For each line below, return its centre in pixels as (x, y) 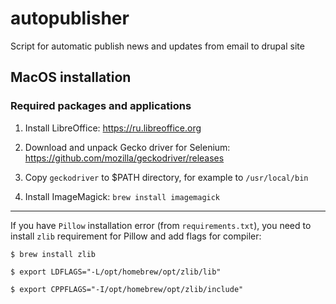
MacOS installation (71, 77)
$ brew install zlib (53, 254)
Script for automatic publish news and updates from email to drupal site (157, 46)
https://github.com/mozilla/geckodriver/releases (124, 158)
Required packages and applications (101, 106)
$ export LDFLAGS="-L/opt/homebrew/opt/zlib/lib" (116, 272)
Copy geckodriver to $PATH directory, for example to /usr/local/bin (166, 177)
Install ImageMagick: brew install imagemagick (122, 196)
